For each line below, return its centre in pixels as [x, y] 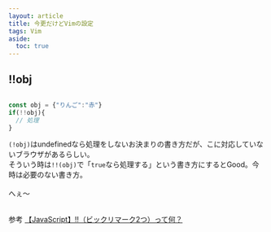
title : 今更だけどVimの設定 [51, 24]
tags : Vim [25, 31]
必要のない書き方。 [55, 175]
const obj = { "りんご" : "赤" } [55, 105]
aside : [20, 39]
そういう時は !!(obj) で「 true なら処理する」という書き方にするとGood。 [130, 164]
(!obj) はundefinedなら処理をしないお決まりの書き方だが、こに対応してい [133, 144]
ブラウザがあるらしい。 [55, 155]
